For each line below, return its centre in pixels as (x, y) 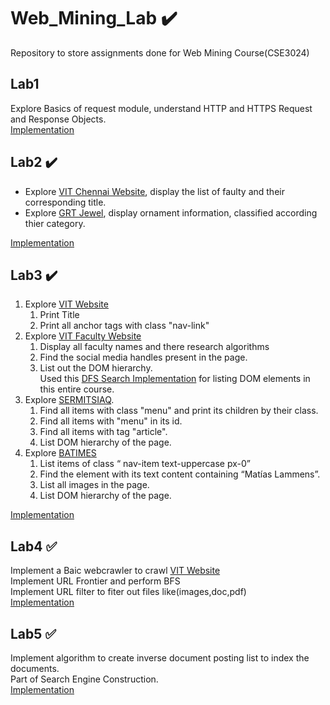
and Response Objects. (58, 119)
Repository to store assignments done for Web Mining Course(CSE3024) (160, 52)
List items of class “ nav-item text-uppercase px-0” (145, 464)
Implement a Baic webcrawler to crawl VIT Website (115, 571)
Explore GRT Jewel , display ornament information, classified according (171, 212)
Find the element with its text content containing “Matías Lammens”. (180, 474)
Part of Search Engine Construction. (84, 679)
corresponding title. (65, 202)
